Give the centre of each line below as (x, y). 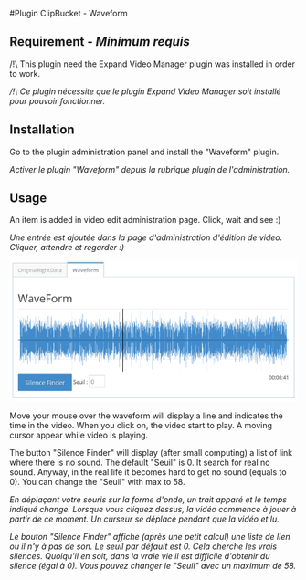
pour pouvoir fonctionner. (58, 100)
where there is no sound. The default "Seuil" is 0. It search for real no (140, 462)
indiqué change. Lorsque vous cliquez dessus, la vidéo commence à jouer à (153, 509)
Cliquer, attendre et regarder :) (67, 248)
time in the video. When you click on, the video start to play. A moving (141, 425)
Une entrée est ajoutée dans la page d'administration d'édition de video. (146, 237)
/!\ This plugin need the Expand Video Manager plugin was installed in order (152, 64)
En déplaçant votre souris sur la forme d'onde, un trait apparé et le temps (148, 499)
